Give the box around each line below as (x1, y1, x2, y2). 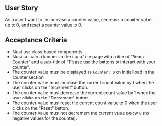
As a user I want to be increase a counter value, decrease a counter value (5, 16, 152, 22)
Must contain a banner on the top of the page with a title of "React (12, 54, 144, 59)
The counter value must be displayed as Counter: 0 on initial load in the (12, 69, 155, 75)
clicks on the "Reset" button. (12, 105, 69, 111)
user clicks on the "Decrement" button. (12, 95, 90, 100)
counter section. (12, 74, 45, 80)
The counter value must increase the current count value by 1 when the (12, 79, 154, 85)
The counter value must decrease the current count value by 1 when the (12, 89, 156, 96)
